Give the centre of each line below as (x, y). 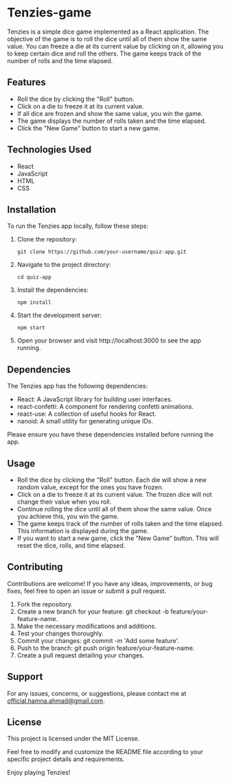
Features (26, 83)
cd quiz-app (34, 277)
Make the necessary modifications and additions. (87, 626)
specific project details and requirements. (66, 759)
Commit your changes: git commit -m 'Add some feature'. (98, 640)
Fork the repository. (45, 604)
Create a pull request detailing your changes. (81, 655)
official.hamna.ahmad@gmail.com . (56, 701)
